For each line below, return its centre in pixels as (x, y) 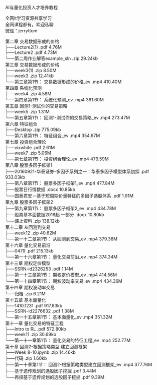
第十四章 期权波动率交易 (30, 287)
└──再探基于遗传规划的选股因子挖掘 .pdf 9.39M (55, 377)
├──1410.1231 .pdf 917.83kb (34, 306)
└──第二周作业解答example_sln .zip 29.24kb (52, 58)
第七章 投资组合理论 (26, 142)
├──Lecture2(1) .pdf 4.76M (34, 47)
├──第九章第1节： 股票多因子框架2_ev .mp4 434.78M (61, 208)
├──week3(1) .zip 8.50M (31, 70)
